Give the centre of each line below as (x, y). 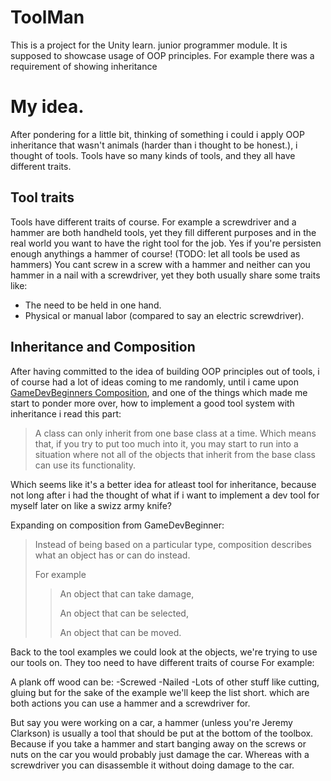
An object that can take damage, (127, 593)
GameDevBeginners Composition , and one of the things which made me (159, 392)
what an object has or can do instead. (112, 555)
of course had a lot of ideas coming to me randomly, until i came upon (155, 382)
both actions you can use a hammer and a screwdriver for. (130, 703)
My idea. (47, 107)
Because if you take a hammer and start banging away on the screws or (158, 743)
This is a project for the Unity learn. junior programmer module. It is (149, 45)
